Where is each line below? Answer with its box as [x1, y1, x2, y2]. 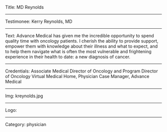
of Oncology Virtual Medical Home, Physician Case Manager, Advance [5, 73, 150, 79]
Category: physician [5, 122, 46, 127]
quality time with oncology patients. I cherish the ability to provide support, [5, 38, 159, 44]
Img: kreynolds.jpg [5, 93, 43, 99]
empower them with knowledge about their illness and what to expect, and [5, 43, 158, 49]
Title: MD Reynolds [5, 4, 44, 10]
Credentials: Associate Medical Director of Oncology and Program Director [5, 68, 158, 74]
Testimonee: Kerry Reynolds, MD [5, 18, 73, 24]
